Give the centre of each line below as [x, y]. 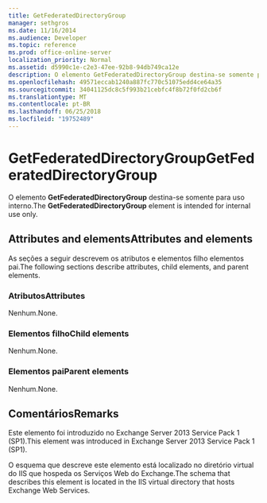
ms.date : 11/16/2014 [43, 30]
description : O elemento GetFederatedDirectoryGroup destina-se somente [131, 75]
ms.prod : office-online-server [60, 52]
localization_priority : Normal [60, 60]
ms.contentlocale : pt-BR [49, 104]
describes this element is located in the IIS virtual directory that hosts [122, 482]
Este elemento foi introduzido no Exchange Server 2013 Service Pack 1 [124, 433]
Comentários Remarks [64, 414]
